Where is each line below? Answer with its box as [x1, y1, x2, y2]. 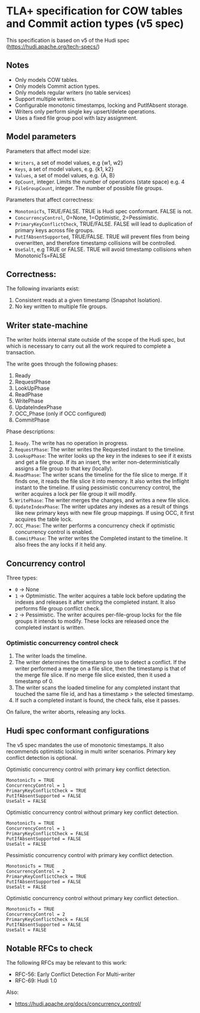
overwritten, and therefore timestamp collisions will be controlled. [14, 239, 176, 246]
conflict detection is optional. [6, 754, 78, 762]
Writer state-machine [6, 320, 88, 330]
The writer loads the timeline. [14, 652, 87, 659]
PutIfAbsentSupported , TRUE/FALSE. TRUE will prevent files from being [14, 233, 190, 240]
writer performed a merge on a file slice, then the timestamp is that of [14, 665, 186, 673]
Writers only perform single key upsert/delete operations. [14, 108, 156, 115]
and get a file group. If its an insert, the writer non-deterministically [14, 459, 180, 466]
